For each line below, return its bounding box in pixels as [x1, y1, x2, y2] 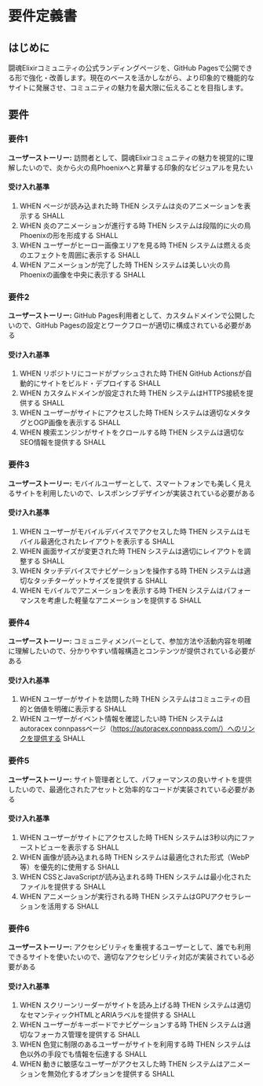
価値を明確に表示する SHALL [33, 704, 127, 714]
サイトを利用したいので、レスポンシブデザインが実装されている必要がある [14, 488, 256, 497]
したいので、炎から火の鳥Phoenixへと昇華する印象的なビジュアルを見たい [14, 163, 254, 172]
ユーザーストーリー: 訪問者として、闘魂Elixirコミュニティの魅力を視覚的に [8, 152, 247, 162]
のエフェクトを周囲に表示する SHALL [19, 250, 141, 259]
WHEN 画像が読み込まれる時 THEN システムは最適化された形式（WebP [19, 852, 250, 861]
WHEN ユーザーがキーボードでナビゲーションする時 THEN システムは [19, 1020, 245, 1029]
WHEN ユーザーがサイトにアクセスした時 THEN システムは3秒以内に [19, 832, 242, 842]
